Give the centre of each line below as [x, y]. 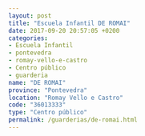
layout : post [30, 16]
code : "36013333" [37, 105]
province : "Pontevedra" [48, 90]
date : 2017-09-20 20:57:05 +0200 [64, 30]
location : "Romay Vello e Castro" [66, 98]
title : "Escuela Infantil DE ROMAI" [69, 23]
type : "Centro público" [48, 113]
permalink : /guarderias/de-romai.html [73, 120]
